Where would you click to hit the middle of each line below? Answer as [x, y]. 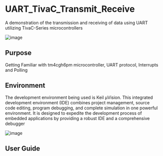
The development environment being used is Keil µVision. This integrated [79, 97]
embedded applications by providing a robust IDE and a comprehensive [77, 118]
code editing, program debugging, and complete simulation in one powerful [81, 108]
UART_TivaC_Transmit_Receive [70, 9]
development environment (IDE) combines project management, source [77, 102]
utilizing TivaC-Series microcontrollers [44, 28]
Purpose [18, 53]
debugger [15, 124]
